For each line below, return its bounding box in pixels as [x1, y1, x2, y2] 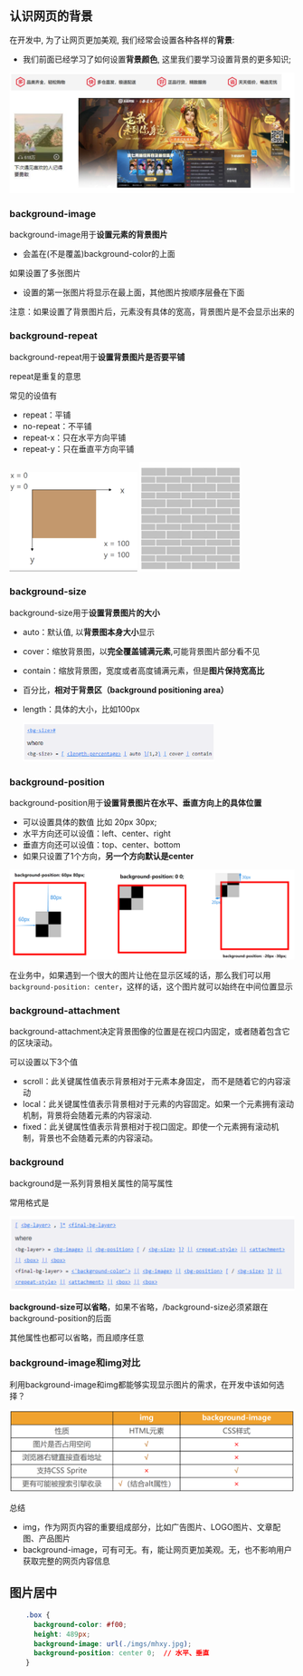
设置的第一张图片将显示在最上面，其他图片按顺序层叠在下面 [22, 287, 245, 298]
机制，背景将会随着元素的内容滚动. [22, 1110, 152, 1121]
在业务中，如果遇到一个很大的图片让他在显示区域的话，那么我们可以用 [9, 970, 271, 981]
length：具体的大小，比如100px [22, 703, 140, 714]
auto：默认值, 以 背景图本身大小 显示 [22, 626, 156, 637]
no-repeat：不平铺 [22, 420, 92, 431]
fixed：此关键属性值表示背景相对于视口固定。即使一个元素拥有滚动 [22, 1122, 271, 1132]
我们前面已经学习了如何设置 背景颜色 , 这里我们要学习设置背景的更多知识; [22, 54, 291, 64]
